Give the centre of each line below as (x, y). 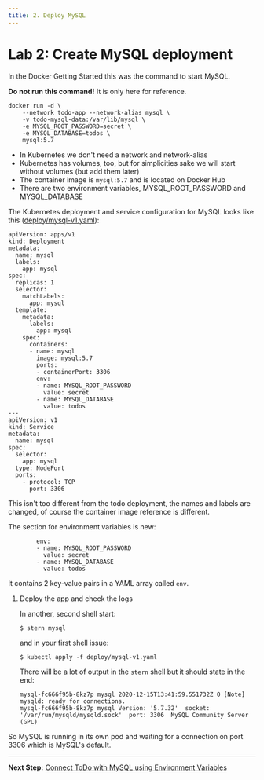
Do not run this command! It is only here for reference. (97, 91)
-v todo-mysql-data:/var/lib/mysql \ (84, 119)
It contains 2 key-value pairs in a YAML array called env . (99, 583)
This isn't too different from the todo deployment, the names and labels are (130, 503)
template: (31, 310)
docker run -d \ (35, 106)
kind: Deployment (37, 241)
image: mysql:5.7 (64, 358)
